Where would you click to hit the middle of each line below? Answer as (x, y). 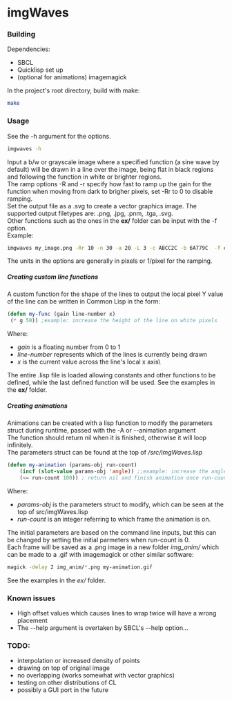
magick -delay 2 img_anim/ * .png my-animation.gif (80, 567)
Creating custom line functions (53, 277)
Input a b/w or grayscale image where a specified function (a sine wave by (113, 162)
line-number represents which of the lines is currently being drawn (112, 355)
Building (21, 34)
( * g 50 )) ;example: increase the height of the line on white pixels (114, 321)
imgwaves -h (24, 149)
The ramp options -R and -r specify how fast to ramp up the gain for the (109, 184)
